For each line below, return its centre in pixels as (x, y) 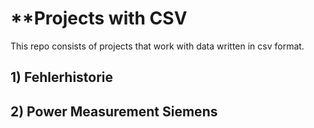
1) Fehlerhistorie (62, 77)
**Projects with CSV (99, 18)
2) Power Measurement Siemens (114, 111)
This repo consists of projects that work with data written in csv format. (157, 46)
